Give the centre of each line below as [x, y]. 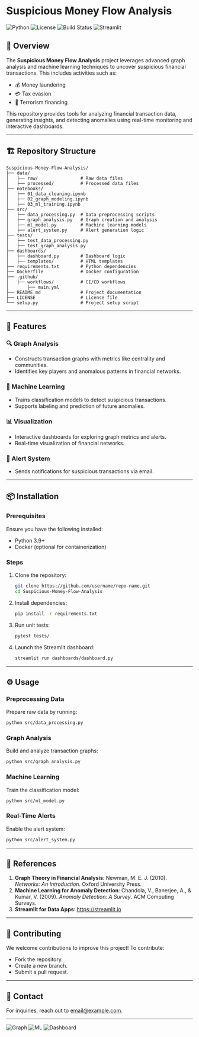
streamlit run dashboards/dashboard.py [64, 658]
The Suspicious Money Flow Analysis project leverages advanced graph [96, 60]
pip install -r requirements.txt [56, 614]
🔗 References [31, 864]
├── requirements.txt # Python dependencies [71, 266]
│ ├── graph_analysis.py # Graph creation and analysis [82, 220]
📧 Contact [25, 996]
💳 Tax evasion [33, 94]
